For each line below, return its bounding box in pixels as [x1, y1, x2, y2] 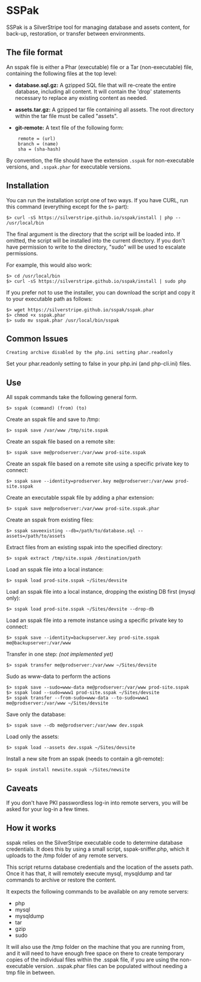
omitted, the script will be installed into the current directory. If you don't [6, 237, 185, 244]
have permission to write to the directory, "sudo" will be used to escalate [6, 243, 186, 250]
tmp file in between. [6, 969, 56, 976]
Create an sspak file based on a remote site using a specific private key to [6, 460, 189, 467]
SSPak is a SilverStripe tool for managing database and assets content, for [6, 23, 190, 31]
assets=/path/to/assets [6, 533, 66, 539]
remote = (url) [17, 135, 56, 141]
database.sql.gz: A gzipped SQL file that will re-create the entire [14, 81, 176, 89]
